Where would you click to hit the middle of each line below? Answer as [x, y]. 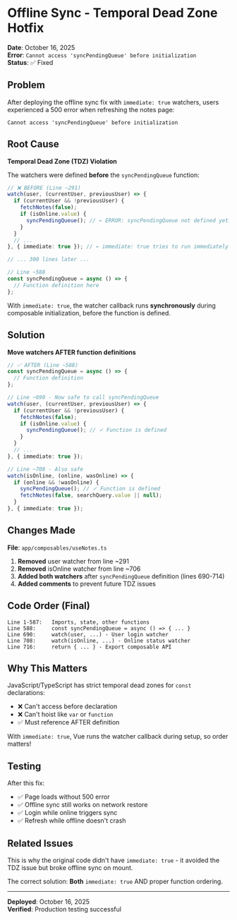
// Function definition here [56, 285]
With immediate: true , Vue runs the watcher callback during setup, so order [118, 737]
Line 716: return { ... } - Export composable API [90, 647]
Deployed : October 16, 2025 [49, 902]
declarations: [26, 693]
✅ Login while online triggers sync [67, 813]
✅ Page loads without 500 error [63, 797]
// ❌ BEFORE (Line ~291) [44, 188]
